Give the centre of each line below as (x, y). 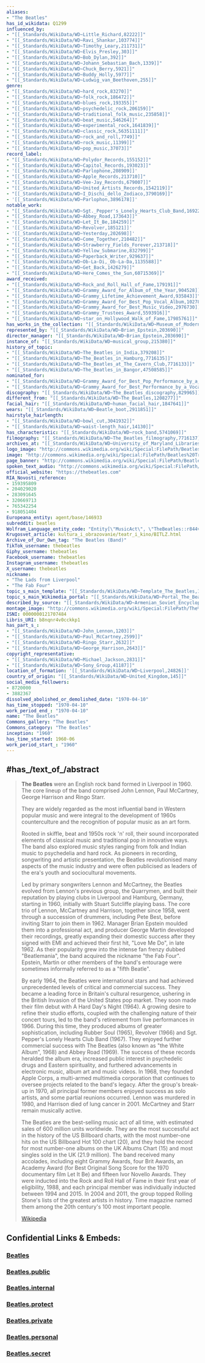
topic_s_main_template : (37, 591)
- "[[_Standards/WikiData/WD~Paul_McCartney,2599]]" (75, 637)
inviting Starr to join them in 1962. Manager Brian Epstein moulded (104, 924)
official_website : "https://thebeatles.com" (64, 472)
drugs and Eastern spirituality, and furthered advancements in (99, 1065)
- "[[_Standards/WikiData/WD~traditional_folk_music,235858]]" (88, 114)
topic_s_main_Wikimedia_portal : (47, 597)
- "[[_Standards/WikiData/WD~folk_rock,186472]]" (71, 97)
